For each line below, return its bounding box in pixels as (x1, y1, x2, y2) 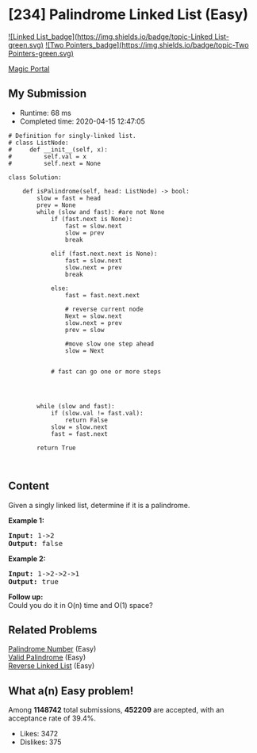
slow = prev (64, 228, 105, 237)
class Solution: (8, 173, 62, 182)
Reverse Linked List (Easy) (8, 661, 95, 671)
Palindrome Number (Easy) (8, 644, 97, 654)
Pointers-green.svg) (8, 48, 74, 58)
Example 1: (8, 515, 45, 525)
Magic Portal (8, 63, 50, 73)
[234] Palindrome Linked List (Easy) (8, 6, 248, 24)
